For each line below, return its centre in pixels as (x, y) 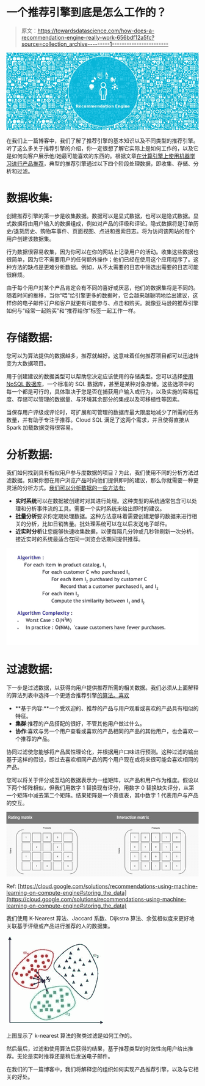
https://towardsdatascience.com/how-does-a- (96, 31)
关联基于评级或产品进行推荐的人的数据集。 (60, 926)
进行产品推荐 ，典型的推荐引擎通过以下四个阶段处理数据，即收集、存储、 (102, 163)
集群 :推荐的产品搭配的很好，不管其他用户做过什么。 (80, 723)
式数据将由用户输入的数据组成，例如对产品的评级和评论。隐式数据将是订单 (100, 224)
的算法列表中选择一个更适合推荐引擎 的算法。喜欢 (68, 695)
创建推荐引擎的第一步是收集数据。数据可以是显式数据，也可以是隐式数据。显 (103, 216)
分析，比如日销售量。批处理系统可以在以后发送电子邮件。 (98, 524)
